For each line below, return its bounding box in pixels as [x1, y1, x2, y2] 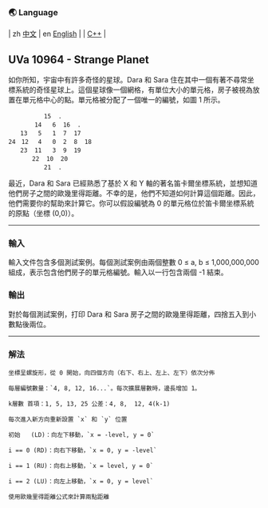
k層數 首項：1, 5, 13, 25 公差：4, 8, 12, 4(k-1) [8, 400, 171, 408]
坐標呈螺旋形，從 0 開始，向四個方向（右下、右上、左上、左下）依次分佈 [8, 369, 215, 377]
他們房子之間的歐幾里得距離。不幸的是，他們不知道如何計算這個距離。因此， [8, 189, 260, 198]
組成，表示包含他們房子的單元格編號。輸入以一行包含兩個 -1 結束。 [8, 267, 229, 278]
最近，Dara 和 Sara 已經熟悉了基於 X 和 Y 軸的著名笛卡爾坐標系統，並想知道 [8, 178, 258, 188]
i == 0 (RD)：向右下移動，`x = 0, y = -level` [8, 446, 157, 454]
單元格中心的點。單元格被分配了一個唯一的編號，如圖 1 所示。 [22, 95, 225, 105]
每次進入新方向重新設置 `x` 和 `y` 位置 [8, 415, 128, 423]
